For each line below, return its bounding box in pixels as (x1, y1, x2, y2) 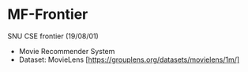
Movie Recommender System (18, 46, 115, 56)
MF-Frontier (7, 5, 88, 23)
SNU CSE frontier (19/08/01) (7, 31, 100, 41)
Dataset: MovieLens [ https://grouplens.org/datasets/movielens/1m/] (18, 55, 240, 64)
